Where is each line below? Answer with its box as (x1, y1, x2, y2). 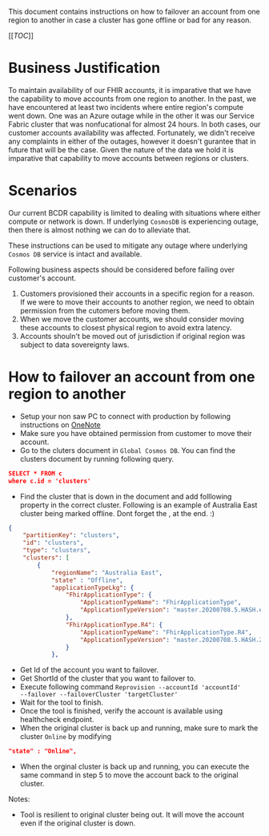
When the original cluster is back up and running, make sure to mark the (19, 723, 259, 733)
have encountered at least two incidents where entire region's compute (8, 102, 244, 111)
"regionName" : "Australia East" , (50, 568, 163, 576)
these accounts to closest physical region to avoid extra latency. (19, 322, 232, 332)
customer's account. (8, 273, 77, 283)
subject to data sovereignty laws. (19, 340, 130, 349)
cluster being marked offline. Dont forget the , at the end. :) (19, 508, 215, 518)
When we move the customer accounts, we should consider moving (19, 314, 244, 324)
